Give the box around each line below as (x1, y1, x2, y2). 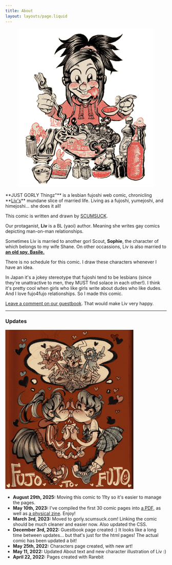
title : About (5, 8, 33, 13)
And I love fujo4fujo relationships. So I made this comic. (5, 290, 123, 297)
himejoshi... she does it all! (5, 202, 61, 209)
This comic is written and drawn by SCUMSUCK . (5, 213, 108, 219)
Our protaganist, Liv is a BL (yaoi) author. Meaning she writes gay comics (5, 222, 160, 229)
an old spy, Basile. (5, 248, 45, 255)
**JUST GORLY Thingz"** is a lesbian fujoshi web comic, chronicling (5, 192, 152, 198)
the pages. (12, 499, 36, 506)
